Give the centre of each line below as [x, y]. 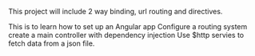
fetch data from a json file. [52, 43]
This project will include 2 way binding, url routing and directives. [116, 11]
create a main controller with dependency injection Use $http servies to [126, 35]
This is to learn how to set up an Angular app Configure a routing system [128, 26]
